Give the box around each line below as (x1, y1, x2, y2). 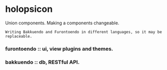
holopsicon (5, 3, 53, 15)
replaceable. (5, 34, 32, 39)
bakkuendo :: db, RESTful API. (5, 59, 80, 66)
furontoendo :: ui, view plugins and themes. (5, 45, 113, 52)
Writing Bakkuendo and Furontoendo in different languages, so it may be (5, 29, 162, 34)
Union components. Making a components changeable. (5, 20, 119, 26)
